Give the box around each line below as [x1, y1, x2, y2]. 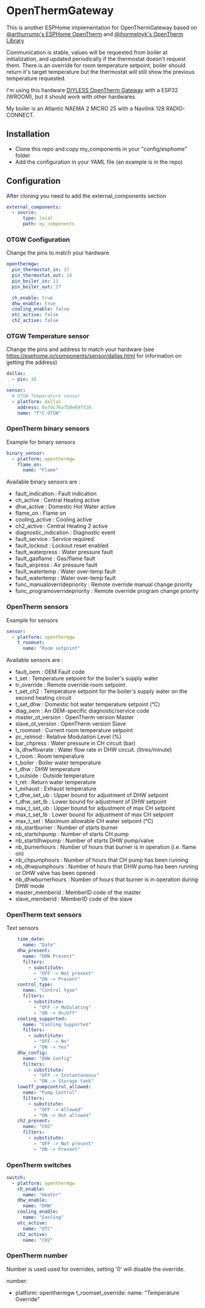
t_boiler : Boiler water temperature [15, 759, 101, 766]
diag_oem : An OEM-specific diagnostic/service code [15, 707, 149, 714]
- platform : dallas [12, 398, 62, 405]
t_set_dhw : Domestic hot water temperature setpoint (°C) [15, 700, 160, 708]
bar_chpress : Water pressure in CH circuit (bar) [15, 739, 136, 747]
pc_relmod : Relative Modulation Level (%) [15, 733, 122, 741]
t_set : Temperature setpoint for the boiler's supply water [15, 675, 159, 682]
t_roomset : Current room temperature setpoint [15, 727, 133, 734]
